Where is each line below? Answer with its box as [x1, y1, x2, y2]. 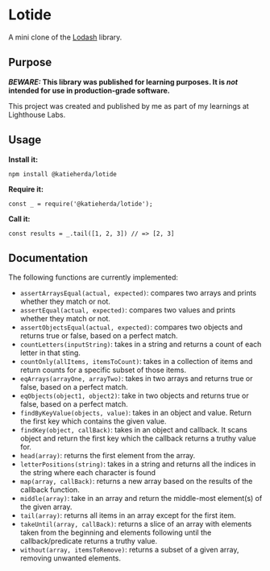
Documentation [8, 251, 89, 265]
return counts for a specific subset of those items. [19, 365, 187, 375]
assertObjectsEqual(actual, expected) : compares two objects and [19, 322, 243, 332]
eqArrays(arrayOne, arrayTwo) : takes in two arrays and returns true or [19, 374, 253, 383]
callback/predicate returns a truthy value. [19, 536, 158, 546]
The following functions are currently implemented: [8, 272, 179, 283]
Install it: [8, 155, 39, 164]
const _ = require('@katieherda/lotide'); [8, 200, 153, 208]
